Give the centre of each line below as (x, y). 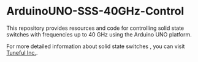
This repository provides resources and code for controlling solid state (95, 28)
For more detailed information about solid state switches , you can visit (96, 46)
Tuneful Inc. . (22, 52)
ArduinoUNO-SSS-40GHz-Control (95, 11)
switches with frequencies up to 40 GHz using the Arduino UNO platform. (99, 34)
